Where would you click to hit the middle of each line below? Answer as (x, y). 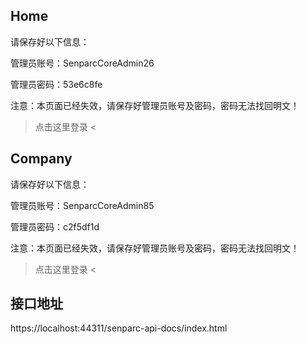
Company (41, 159)
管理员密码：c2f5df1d (55, 226)
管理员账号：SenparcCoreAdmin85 (82, 205)
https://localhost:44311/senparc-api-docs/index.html (119, 328)
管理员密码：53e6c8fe (56, 84)
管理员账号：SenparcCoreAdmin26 (82, 63)
